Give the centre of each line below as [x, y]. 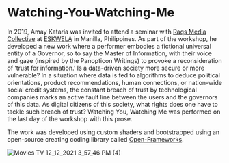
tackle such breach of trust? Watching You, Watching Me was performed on [114, 112]
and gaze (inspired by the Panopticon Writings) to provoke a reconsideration [114, 60]
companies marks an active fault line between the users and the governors [112, 97]
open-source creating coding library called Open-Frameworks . [95, 139]
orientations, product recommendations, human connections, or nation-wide [114, 82]
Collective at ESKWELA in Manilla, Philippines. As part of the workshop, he [112, 38]
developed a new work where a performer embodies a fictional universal [109, 46]
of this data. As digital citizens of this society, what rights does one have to [113, 104]
